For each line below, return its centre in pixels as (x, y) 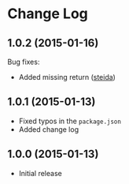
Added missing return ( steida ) (67, 77)
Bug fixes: (24, 62)
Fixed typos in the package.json (70, 121)
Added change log (49, 129)
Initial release (40, 173)
